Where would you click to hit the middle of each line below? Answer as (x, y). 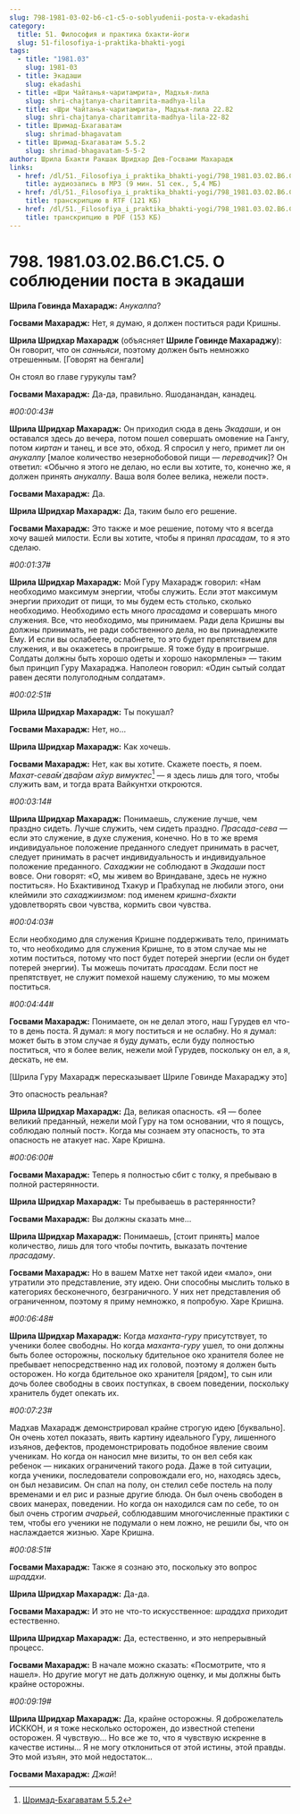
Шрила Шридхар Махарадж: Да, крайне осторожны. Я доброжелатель (146, 1719)
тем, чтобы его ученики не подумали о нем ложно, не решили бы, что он (149, 1523)
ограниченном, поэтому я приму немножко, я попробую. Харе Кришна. (146, 1301)
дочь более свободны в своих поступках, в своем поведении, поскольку (149, 1383)
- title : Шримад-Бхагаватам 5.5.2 (81, 142)
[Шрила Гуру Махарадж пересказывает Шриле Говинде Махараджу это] (148, 1077)
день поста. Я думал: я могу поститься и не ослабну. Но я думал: (151, 1031)
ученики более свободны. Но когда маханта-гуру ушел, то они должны (146, 1346)
